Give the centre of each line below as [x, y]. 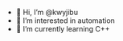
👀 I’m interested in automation [65, 20]
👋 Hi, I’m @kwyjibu [47, 12]
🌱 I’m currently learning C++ [63, 29]
